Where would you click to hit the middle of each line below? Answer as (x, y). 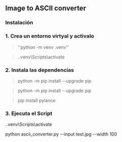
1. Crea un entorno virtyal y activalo (50, 36)
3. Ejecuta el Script (29, 113)
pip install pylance (36, 100)
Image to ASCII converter (46, 8)
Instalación (19, 23)
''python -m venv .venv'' (43, 47)
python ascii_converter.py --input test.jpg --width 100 (61, 134)
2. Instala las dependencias (40, 70)
